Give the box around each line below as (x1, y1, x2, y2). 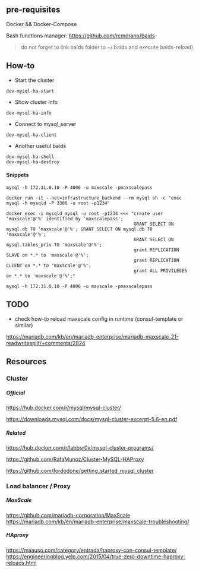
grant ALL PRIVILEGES (133, 267, 187, 274)
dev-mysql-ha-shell (6, 154, 55, 160)
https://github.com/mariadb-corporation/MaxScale (6, 511, 131, 519)
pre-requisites (6, 5, 61, 15)
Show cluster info (14, 98, 58, 106)
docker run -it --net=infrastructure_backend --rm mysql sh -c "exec (6, 195, 182, 201)
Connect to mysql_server (14, 120, 77, 127)
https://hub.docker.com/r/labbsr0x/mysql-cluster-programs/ (6, 444, 154, 451)
